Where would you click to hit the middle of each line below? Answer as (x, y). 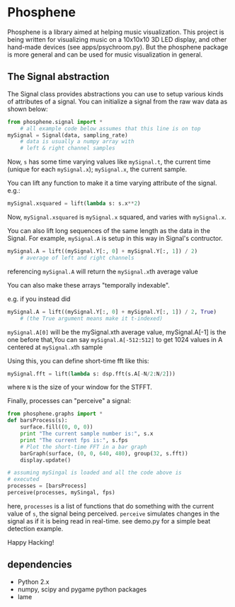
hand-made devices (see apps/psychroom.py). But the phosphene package (118, 47)
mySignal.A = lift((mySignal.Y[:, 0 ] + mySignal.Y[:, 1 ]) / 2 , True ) (112, 312)
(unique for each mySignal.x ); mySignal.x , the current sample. (97, 169)
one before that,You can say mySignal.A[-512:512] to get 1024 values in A (115, 339)
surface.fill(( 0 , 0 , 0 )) (57, 427)
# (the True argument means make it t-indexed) (91, 318)
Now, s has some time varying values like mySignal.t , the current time (109, 162)
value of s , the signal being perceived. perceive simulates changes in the (114, 514)
